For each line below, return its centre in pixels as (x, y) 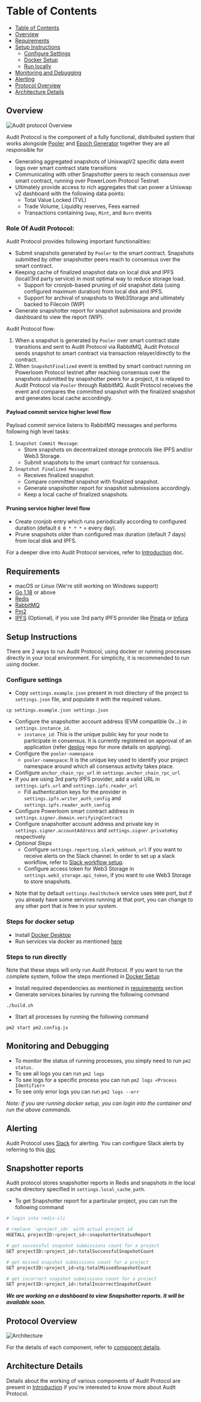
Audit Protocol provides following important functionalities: (79, 242)
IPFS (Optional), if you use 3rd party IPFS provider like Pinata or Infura (101, 618)
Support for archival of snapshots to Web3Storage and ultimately (104, 298)
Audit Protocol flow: (31, 329)
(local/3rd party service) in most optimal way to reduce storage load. (100, 279)
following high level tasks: (38, 431)
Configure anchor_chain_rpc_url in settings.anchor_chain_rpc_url (97, 773)
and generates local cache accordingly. (64, 398)
